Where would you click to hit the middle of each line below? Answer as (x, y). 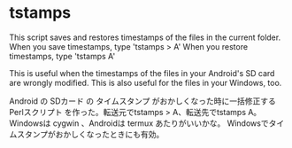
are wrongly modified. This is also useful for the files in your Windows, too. (146, 82)
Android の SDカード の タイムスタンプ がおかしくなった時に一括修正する (142, 101)
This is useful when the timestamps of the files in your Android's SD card (142, 73)
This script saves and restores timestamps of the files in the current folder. (145, 37)
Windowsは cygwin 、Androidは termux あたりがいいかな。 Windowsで (139, 123)
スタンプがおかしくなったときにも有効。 (90, 134)
